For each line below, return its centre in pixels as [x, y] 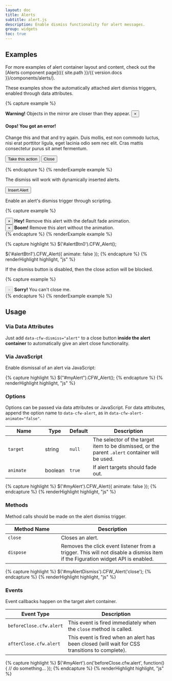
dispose [17, 552]
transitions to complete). [97, 650]
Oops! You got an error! [31, 126]
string [52, 449]
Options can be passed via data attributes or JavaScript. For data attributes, [85, 408]
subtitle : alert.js [26, 19]
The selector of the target [124, 440]
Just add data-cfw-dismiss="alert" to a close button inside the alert [78, 338]
